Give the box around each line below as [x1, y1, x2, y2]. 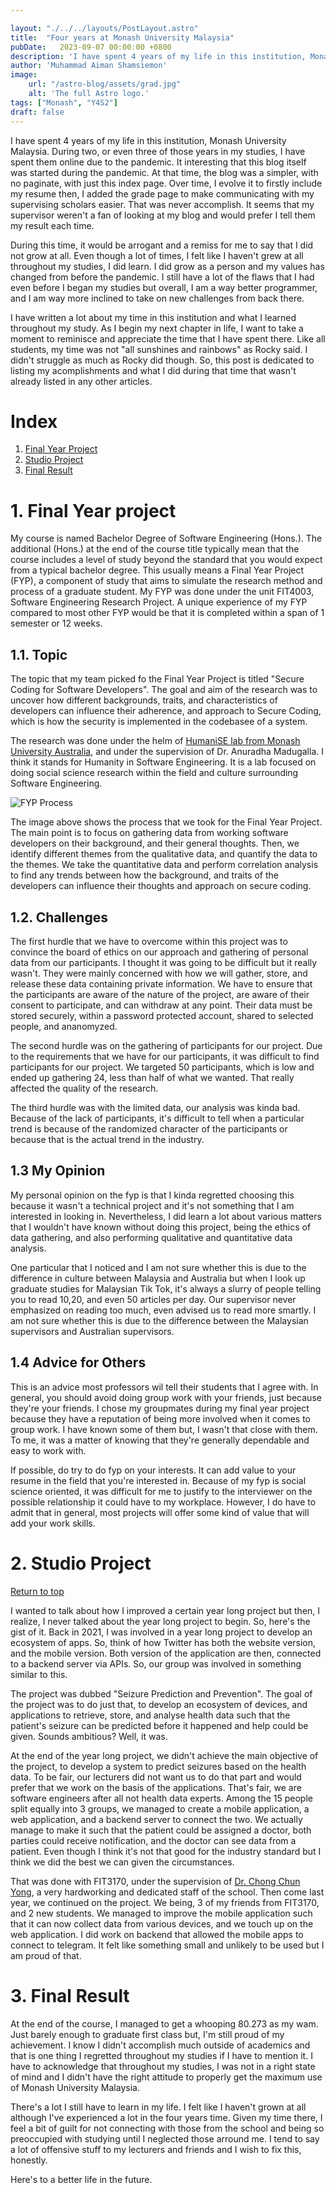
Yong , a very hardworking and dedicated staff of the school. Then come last [10, 1886, 325, 1898]
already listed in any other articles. [10, 375, 153, 387]
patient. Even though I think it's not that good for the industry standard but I [10, 1845, 322, 1857]
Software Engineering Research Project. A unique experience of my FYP [10, 596, 308, 608]
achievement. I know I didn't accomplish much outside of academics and [10, 2039, 311, 2051]
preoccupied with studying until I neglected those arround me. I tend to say [10, 2132, 320, 2145]
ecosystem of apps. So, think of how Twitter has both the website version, [10, 1636, 317, 1648]
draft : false [10, 107, 65, 117]
